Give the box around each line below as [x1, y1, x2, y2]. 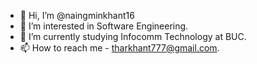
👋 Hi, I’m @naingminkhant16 [19, 10, 135, 21]
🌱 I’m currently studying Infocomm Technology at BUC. [19, 31, 247, 42]
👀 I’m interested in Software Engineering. [19, 20, 189, 32]
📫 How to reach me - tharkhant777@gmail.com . [19, 42, 220, 54]
